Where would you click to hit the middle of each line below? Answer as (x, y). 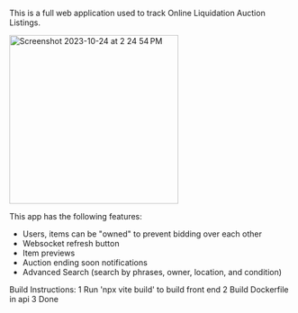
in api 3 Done (34, 299)
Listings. (25, 22)
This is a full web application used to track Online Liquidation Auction (137, 13)
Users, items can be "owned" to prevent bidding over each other (142, 234)
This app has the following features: (76, 216)
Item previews (49, 253)
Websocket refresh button (71, 243)
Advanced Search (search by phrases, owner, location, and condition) (152, 272)
